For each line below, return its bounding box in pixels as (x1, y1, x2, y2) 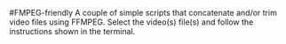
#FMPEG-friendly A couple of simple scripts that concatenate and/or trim (9, 8, 277, 18)
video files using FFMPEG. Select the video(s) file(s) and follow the (9, 17, 254, 27)
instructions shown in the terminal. (9, 26, 136, 36)
